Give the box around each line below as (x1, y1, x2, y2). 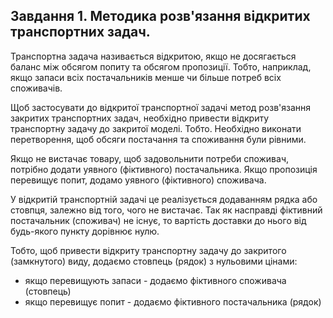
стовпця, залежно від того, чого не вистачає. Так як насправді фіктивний (10, 204, 323, 216)
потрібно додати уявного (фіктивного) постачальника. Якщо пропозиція (10, 163, 318, 175)
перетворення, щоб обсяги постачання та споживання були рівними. (10, 133, 307, 145)
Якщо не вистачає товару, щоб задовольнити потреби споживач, (10, 152, 290, 164)
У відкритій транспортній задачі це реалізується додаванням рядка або (10, 193, 318, 205)
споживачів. (10, 82, 63, 94)
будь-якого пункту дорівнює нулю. (10, 225, 160, 237)
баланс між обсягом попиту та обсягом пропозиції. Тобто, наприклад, (10, 60, 312, 73)
